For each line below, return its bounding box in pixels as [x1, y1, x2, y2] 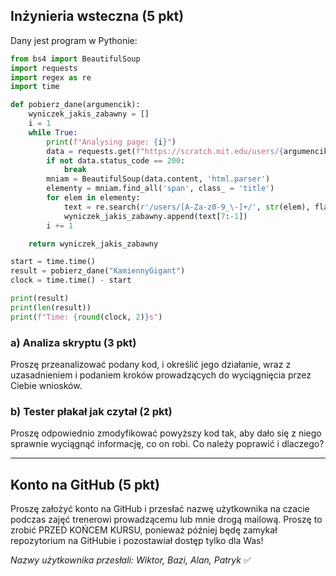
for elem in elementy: [46, 193, 141, 203]
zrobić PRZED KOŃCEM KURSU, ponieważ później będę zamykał [10, 524, 278, 536]
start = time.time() [10, 257, 97, 267]
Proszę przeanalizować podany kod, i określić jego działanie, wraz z [10, 358, 292, 370]
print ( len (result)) [10, 302, 92, 313]
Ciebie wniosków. [10, 379, 83, 391]
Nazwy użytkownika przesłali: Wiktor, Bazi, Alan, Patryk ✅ [10, 554, 252, 566]
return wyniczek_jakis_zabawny [28, 239, 159, 249]
